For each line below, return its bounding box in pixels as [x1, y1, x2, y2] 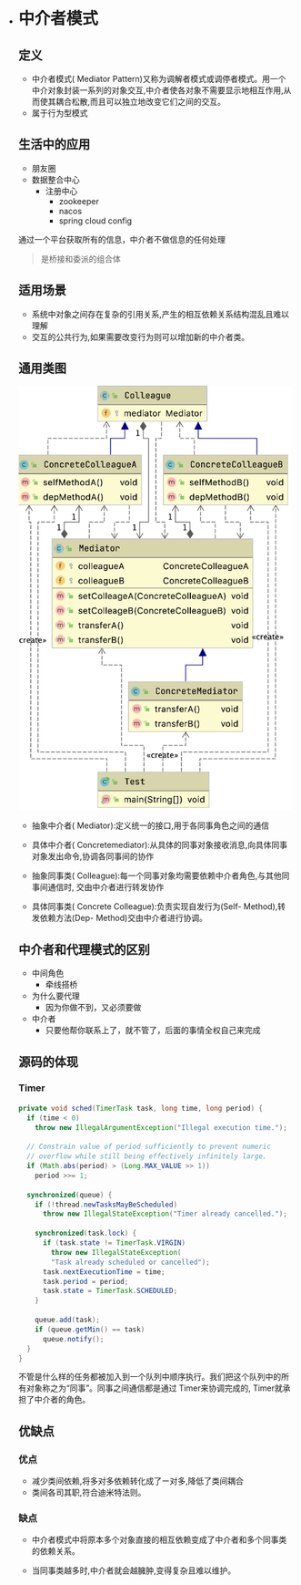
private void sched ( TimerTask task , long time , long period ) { [17, 1103, 264, 1113]
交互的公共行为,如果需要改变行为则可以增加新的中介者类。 [31, 331, 250, 342]
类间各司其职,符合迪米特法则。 [31, 1487, 146, 1498]
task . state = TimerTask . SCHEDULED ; [42, 1287, 178, 1296]
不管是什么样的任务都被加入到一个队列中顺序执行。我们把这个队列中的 [17, 1372, 282, 1383]
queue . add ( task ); [35, 1315, 101, 1325]
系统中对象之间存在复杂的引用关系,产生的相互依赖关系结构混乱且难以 [31, 308, 289, 319]
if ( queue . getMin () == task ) [35, 1324, 145, 1334]
